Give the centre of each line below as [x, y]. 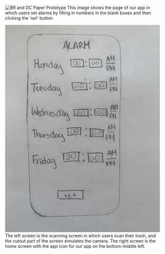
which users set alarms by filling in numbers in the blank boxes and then [78, 13]
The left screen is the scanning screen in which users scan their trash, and [81, 236]
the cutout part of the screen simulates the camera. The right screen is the [81, 241]
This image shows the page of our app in [109, 8]
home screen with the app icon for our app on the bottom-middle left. [75, 246]
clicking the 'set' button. [29, 18]
